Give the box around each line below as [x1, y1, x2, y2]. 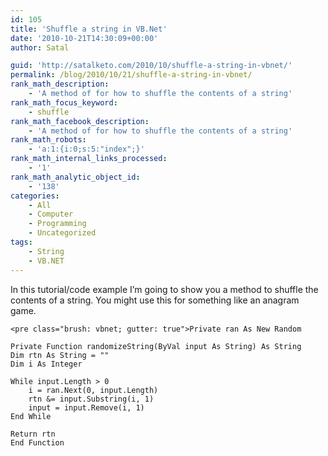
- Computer [28, 209, 74, 220]
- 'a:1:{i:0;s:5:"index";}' [28, 144, 145, 155]
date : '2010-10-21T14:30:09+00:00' [10, 33, 159, 43]
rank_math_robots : [10, 135, 87, 145]
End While [10, 411, 52, 421]
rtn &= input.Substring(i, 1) [28, 394, 155, 404]
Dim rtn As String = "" [10, 350, 110, 360]
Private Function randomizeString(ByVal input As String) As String [10, 341, 302, 351]
